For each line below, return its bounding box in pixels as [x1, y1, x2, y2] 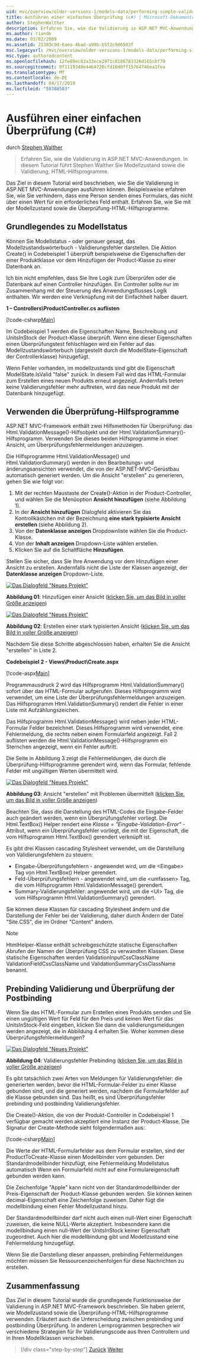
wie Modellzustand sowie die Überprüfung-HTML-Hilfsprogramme [6, 1309, 169, 1316]
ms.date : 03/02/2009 [6, 36, 57, 42]
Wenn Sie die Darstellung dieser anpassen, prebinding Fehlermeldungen [6, 1251, 183, 1258]
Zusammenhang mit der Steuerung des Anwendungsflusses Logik [6, 287, 168, 294]
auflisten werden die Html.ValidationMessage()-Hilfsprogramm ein [6, 737, 168, 744]
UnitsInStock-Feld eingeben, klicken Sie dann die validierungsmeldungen [6, 1021, 185, 1028]
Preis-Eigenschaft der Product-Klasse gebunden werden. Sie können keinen [6, 1190, 192, 1198]
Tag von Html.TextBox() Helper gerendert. [14, 869, 117, 876]
